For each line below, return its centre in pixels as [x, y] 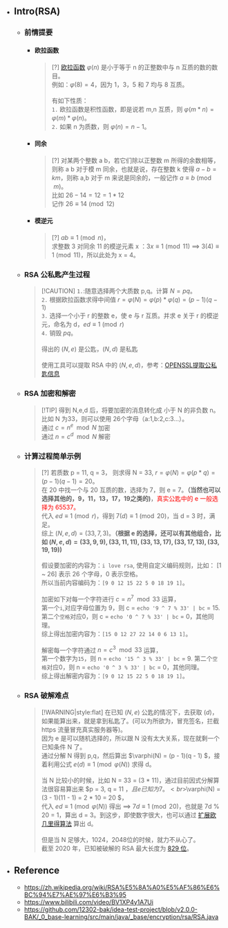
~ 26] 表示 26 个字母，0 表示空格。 [91, 574]
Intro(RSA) [37, 11]
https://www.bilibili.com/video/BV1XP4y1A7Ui [89, 902]
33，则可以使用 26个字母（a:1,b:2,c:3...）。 [128, 418]
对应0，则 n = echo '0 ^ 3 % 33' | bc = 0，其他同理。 [125, 667]
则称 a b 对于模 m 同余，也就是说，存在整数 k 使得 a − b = [134, 169]
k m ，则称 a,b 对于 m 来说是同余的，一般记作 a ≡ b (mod [132, 178]
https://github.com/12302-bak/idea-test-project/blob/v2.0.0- [111, 909]
